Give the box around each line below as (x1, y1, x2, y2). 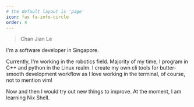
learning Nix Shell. (6, 94, 50, 101)
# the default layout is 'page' (6, 8, 84, 15)
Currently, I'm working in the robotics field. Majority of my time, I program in (6, 58, 188, 65)
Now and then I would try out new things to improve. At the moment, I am (6, 88, 182, 95)
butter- (160, 64, 177, 71)
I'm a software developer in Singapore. (6, 47, 99, 54)
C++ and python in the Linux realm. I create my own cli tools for (6, 64, 159, 71)
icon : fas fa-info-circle (6, 14, 69, 20)
